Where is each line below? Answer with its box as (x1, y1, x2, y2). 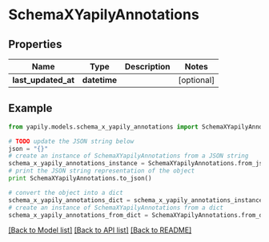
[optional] (178, 74, 215, 85)
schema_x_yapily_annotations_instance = (8, 160, 146, 168)
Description (124, 61, 171, 72)
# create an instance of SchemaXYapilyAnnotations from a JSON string (8, 152, 249, 161)
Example (8, 101, 53, 115)
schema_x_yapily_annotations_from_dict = (8, 211, 149, 219)
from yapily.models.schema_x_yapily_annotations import (8, 122, 199, 131)
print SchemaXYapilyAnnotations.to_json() (8, 174, 152, 183)
